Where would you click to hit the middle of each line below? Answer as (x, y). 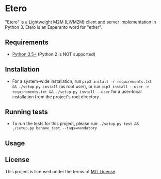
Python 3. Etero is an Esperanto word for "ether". (54, 27)
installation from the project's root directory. (56, 97)
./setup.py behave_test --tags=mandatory (54, 128)
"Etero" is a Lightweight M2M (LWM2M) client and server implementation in (80, 22)
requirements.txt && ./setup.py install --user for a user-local (77, 91)
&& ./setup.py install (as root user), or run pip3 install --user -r (80, 86)
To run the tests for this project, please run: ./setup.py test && (75, 124)
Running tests (27, 112)
